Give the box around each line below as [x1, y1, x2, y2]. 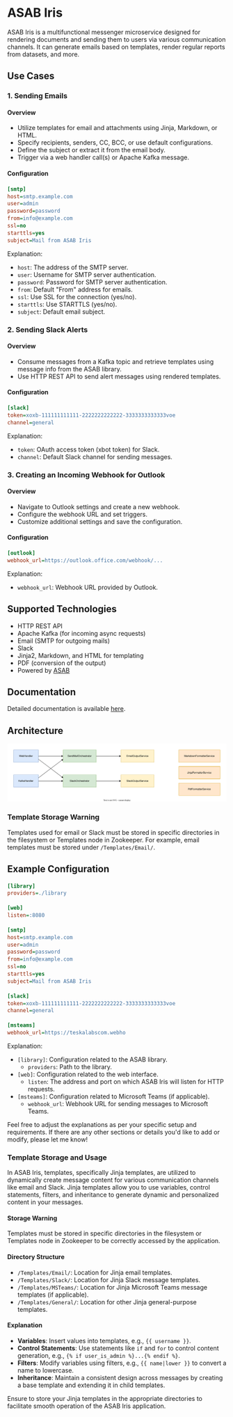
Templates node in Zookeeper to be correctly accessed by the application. [7, 1237, 220, 1245]
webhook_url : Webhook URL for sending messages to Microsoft [27, 1099, 209, 1107]
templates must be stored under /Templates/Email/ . [7, 843, 155, 851]
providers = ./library [7, 890, 67, 897]
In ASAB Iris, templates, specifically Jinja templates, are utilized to [7, 1169, 196, 1177]
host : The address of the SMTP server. [17, 263, 129, 271]
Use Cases [7, 70, 55, 82]
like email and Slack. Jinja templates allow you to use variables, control [7, 1183, 211, 1192]
